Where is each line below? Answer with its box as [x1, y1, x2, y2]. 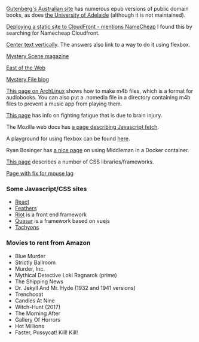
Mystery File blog [6, 76, 49, 83]
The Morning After [14, 310, 61, 317]
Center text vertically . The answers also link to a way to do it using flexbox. [6, 41, 191, 48]
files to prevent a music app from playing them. [6, 100, 123, 107]
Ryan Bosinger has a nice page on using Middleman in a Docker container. [6, 147, 189, 153]
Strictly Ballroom [14, 259, 56, 266]
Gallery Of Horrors [14, 316, 61, 323]
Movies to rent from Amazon [6, 239, 91, 247]
